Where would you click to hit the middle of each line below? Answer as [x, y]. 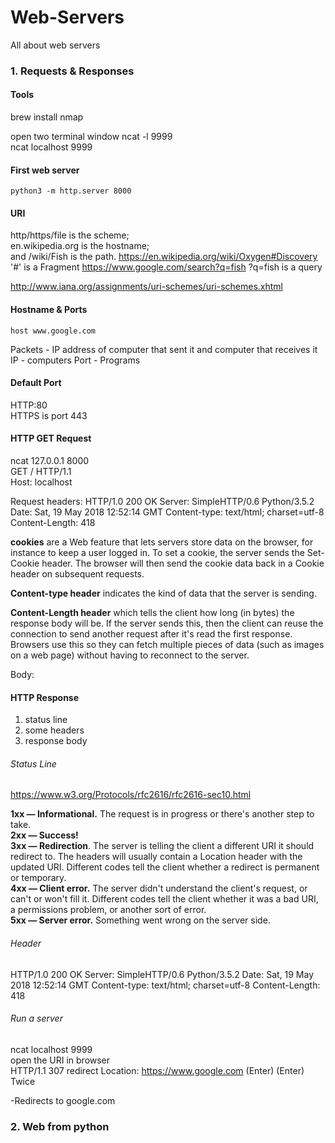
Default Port [36, 383]
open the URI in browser [60, 1060]
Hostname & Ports [49, 310]
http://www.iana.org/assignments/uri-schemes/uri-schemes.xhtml [147, 287]
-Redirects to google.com [63, 1100]
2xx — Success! [44, 835]
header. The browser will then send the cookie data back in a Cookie [183, 563]
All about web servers [55, 45]
